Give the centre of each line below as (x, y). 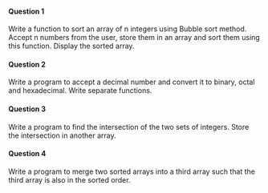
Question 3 (27, 109)
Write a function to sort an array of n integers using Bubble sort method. (128, 29)
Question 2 (27, 64)
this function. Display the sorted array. (71, 46)
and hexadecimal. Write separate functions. (80, 90)
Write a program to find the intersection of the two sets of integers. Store (129, 127)
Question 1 (26, 11)
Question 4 (27, 154)
